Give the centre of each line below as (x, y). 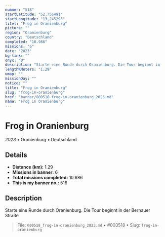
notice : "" (16, 83)
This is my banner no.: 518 (40, 183)
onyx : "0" (15, 60)
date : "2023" (19, 51)
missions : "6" (20, 46)
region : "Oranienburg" (28, 33)
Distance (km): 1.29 (33, 167)
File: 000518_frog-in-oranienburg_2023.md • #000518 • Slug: (79, 225)
